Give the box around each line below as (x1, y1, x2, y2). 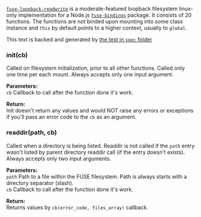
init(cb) (6, 50, 28, 59)
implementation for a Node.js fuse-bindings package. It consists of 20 (17, 11, 192, 19)
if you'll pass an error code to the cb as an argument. (6, 114, 137, 121)
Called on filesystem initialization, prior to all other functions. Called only (6, 64, 185, 72)
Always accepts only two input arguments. (6, 154, 112, 162)
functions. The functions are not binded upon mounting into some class (6, 18, 183, 25)
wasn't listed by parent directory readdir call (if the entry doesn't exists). (6, 148, 185, 156)
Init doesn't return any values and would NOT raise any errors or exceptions (6, 107, 194, 114)
